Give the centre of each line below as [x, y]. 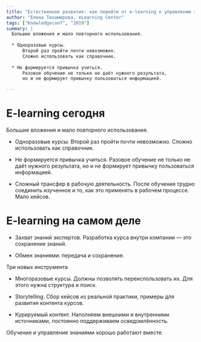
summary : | [20, 28]
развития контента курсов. [49, 303]
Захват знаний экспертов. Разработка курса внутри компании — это [103, 237]
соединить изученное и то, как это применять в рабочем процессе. [102, 190]
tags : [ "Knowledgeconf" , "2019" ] [48, 23]
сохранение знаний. [41, 244]
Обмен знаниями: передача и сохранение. [69, 255]
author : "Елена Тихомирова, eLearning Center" [65, 17]
